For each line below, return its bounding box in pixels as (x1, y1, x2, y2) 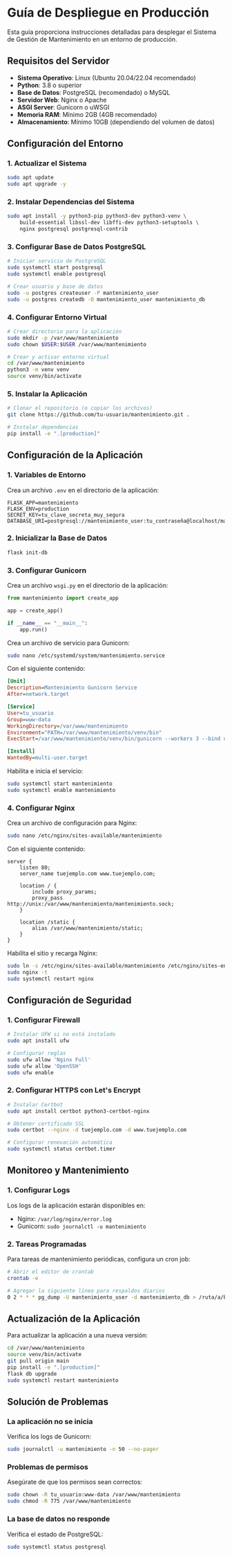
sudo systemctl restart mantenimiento (7, 1376, 119, 1384)
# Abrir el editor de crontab (7, 1268, 95, 1275)
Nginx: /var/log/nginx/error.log (17, 1214, 113, 1223)
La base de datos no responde (7, 1514, 110, 1524)
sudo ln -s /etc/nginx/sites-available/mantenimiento (7, 962, 166, 969)
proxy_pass (32, 894, 64, 901)
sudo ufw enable (7, 1069, 54, 1076)
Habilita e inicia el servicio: (7, 767, 84, 775)
